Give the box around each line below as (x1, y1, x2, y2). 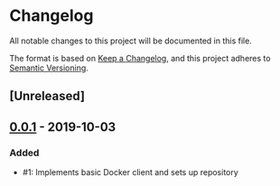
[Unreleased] (9, 88, 86, 104)
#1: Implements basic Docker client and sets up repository (22, 167, 239, 178)
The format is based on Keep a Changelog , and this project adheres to (9, 52, 271, 63)
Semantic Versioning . (9, 62, 89, 73)
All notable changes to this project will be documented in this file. (9, 35, 253, 46)
